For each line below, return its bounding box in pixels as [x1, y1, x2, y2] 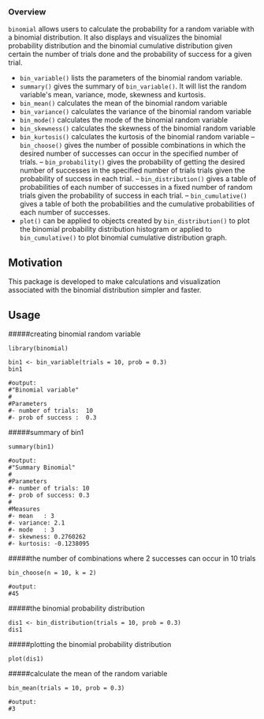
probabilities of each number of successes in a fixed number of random [19, 183, 253, 192]
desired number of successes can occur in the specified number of [19, 149, 239, 158]
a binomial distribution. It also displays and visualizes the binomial [8, 32, 222, 42]
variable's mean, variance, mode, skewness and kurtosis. [19, 90, 206, 100]
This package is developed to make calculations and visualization [8, 277, 221, 286]
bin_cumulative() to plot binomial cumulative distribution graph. [19, 233, 227, 243]
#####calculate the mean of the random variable [8, 668, 168, 678]
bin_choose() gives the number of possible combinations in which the [19, 141, 246, 150]
